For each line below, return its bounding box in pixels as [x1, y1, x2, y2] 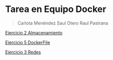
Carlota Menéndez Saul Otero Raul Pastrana [17, 20, 108, 26]
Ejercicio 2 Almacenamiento [5, 29, 62, 35]
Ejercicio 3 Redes [5, 49, 41, 55]
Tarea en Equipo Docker [5, 3, 106, 15]
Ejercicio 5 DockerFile [5, 39, 50, 45]
